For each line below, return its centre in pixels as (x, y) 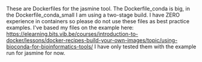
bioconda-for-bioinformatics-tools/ (50, 46)
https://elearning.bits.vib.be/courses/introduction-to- (72, 34)
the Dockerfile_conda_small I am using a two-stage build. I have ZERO (93, 15)
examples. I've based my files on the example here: (70, 27)
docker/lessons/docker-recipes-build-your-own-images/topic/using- (92, 40)
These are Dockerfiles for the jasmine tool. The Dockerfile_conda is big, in (98, 9)
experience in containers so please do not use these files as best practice (98, 21)
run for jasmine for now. (36, 53)
